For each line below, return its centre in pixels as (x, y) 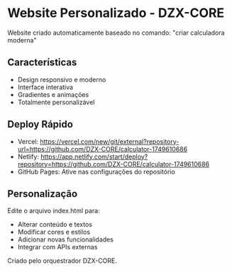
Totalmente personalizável (56, 102)
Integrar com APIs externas (57, 247)
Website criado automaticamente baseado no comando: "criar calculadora (116, 33)
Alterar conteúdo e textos (55, 225)
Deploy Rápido (40, 124)
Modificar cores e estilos (54, 232)
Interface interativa (45, 87)
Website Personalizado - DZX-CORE (116, 13)
